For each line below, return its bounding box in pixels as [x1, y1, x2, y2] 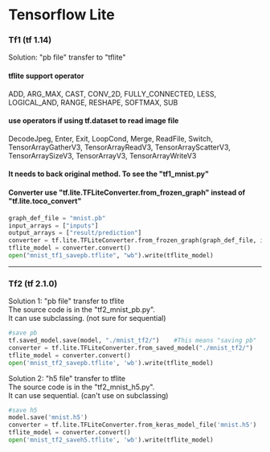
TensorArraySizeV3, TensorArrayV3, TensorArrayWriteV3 [8, 150, 197, 160]
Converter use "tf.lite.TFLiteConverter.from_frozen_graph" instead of [8, 187, 246, 198]
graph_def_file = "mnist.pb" [8, 214, 106, 222]
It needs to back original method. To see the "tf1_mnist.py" [8, 169, 209, 179]
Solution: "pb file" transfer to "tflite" [8, 52, 126, 62]
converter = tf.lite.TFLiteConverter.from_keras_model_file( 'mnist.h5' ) [8, 421, 257, 429]
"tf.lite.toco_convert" [8, 196, 82, 206]
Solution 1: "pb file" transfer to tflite [8, 296, 125, 306]
